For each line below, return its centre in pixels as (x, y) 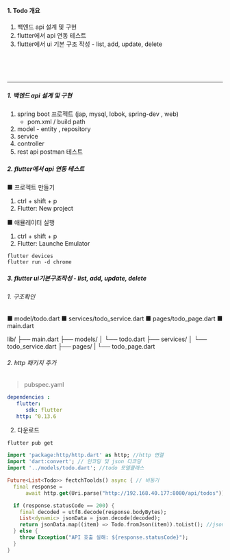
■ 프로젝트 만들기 (31, 187)
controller (30, 143)
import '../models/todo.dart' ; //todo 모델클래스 (76, 468)
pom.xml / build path (56, 122)
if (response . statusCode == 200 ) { (64, 505)
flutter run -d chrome (39, 262)
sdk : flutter (44, 410)
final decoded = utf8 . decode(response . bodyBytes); (93, 512)
